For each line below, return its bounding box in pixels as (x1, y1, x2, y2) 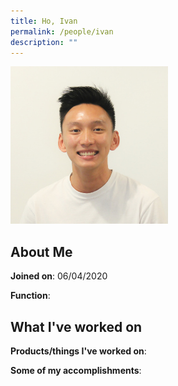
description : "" (10, 37, 78, 47)
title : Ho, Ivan (10, 16, 78, 26)
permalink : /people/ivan (10, 26, 114, 37)
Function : (10, 290, 51, 302)
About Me (10, 243, 73, 260)
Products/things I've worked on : (10, 345, 147, 357)
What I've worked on (10, 318, 143, 335)
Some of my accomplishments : (10, 365, 142, 376)
